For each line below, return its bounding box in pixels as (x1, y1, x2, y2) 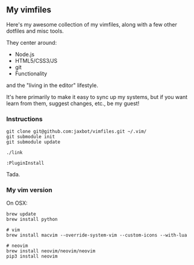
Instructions (6, 115, 43, 123)
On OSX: (6, 199, 28, 207)
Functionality (14, 69, 48, 77)
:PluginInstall (6, 160, 45, 167)
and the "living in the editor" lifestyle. (6, 81, 98, 89)
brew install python (6, 217, 58, 223)
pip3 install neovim (6, 254, 58, 260)
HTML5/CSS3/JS (14, 57, 58, 64)
